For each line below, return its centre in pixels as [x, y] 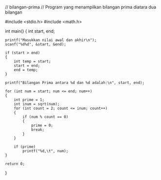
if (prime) [25, 147]
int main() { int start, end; [30, 31]
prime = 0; [42, 125]
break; [38, 130]
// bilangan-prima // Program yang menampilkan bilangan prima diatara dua [81, 7]
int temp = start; [32, 61]
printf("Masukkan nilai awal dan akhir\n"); [51, 40]
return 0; [15, 164]
